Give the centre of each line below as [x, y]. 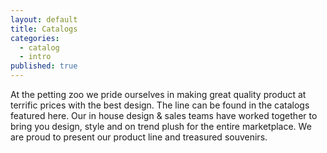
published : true [44, 66]
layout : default [44, 19]
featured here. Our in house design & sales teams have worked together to [164, 115]
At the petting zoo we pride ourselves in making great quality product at [158, 94]
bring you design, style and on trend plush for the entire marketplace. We [161, 126]
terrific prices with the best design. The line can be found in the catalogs [160, 105]
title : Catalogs [44, 29]
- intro [35, 57]
